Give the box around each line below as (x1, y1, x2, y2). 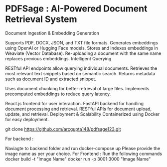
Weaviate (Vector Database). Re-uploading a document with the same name (5, 50, 162, 56)
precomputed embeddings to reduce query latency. (5, 91, 111, 97)
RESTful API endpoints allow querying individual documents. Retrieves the (5, 65, 158, 71)
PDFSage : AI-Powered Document (5, 3, 148, 14)
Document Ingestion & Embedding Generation (5, 30, 100, 36)
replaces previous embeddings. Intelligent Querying (5, 55, 112, 61)
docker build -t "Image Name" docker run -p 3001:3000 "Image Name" (5, 156, 151, 162)
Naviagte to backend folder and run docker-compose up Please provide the (5, 145, 161, 151)
